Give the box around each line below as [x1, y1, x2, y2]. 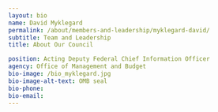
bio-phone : [8, 84, 44, 92]
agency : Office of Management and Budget [8, 62, 147, 71]
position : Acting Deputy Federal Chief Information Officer [8, 55, 211, 63]
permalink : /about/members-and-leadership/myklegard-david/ [8, 26, 211, 34]
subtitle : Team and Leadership [8, 33, 111, 42]
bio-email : [8, 91, 44, 99]
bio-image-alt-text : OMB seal [8, 77, 108, 85]
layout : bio [8, 11, 47, 20]
